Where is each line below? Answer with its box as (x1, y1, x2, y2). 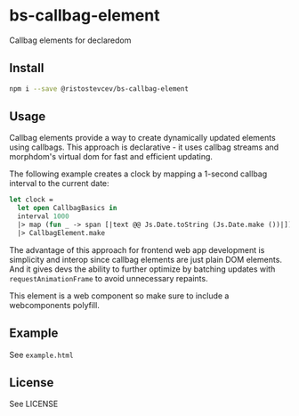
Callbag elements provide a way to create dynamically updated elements (9, 133, 276, 143)
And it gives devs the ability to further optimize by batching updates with (9, 264, 276, 274)
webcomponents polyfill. (9, 299, 100, 310)
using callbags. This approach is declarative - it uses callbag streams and (9, 142, 279, 152)
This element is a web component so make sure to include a (9, 290, 230, 301)
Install (9, 61, 44, 76)
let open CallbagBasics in (17, 204, 117, 213)
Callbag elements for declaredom (9, 35, 132, 45)
